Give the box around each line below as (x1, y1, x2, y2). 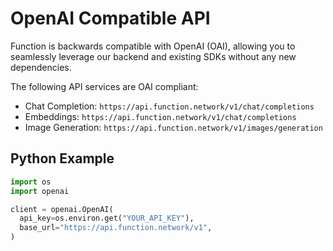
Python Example (10, 150, 115, 167)
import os (10, 177, 52, 187)
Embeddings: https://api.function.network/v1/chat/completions (24, 110, 297, 122)
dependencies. (10, 61, 72, 73)
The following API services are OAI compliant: (10, 80, 199, 92)
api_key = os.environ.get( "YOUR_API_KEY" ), (19, 213, 195, 224)
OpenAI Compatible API (10, 7, 211, 30)
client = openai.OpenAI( (10, 204, 114, 214)
